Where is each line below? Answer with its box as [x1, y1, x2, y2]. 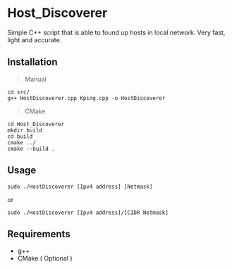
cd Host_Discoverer [7, 120, 65, 127]
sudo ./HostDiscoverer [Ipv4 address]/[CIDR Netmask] [7, 209, 169, 216]
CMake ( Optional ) [17, 254, 73, 263]
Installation [7, 56, 58, 68]
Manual [24, 75, 47, 83]
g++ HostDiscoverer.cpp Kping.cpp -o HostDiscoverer [7, 94, 166, 101]
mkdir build [7, 127, 42, 134]
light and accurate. [7, 35, 62, 44]
